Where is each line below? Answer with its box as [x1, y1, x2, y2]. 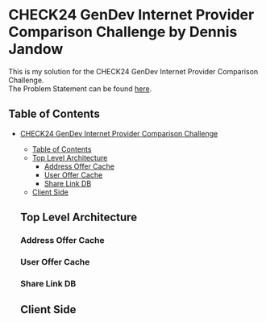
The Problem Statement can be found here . [8, 83, 152, 94]
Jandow [8, 40, 64, 58]
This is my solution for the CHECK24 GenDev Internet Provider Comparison [8, 66, 259, 76]
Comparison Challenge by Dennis [8, 23, 238, 41]
